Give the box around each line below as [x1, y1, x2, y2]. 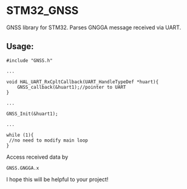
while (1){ [6, 132, 34, 138]
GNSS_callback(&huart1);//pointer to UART [17, 84, 126, 90]
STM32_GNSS [6, 4, 79, 18]
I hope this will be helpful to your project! [6, 176, 109, 183]
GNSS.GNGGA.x [6, 165, 39, 171]
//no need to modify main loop [8, 137, 88, 143]
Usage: [6, 41, 35, 52]
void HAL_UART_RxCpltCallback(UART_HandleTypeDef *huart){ [6, 78, 159, 85]
